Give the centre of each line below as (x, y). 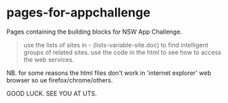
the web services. (49, 59)
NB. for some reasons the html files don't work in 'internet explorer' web (109, 73)
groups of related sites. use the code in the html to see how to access (122, 52)
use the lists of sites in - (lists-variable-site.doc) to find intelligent (116, 45)
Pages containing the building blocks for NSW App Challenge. (94, 32)
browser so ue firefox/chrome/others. (60, 80)
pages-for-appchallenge (79, 13)
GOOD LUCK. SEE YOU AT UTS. (52, 93)
